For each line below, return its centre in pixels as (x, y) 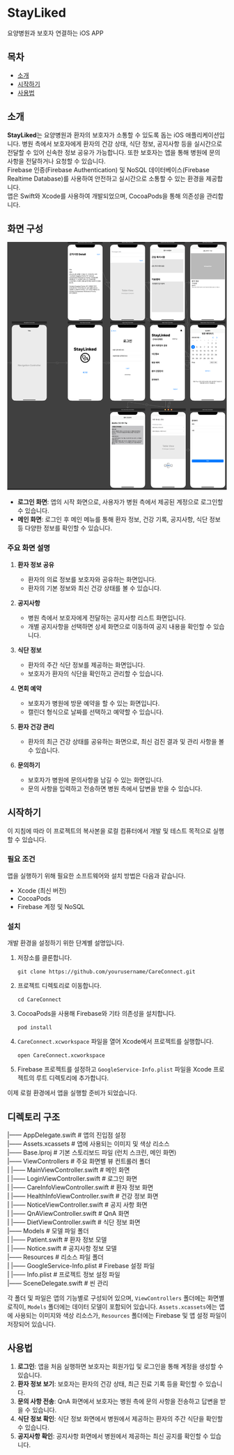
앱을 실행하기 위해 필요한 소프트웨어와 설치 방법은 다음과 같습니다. (96, 876)
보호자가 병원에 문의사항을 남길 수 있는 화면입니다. (95, 779)
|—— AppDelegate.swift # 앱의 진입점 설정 (67, 1135)
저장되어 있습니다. (32, 1324)
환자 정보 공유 (36, 564)
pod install (34, 1028)
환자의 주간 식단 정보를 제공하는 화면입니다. (86, 664)
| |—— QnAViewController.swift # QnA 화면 (69, 1213)
